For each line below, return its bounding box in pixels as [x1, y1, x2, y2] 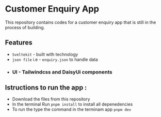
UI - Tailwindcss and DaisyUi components [12, 69, 113, 75]
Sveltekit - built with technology [12, 51, 79, 57]
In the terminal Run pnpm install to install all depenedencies [12, 102, 133, 107]
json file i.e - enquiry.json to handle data [12, 57, 98, 62]
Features [5, 39, 32, 47]
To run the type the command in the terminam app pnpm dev [12, 106, 131, 112]
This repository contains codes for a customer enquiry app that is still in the [5, 19, 156, 25]
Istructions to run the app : [5, 84, 87, 92]
